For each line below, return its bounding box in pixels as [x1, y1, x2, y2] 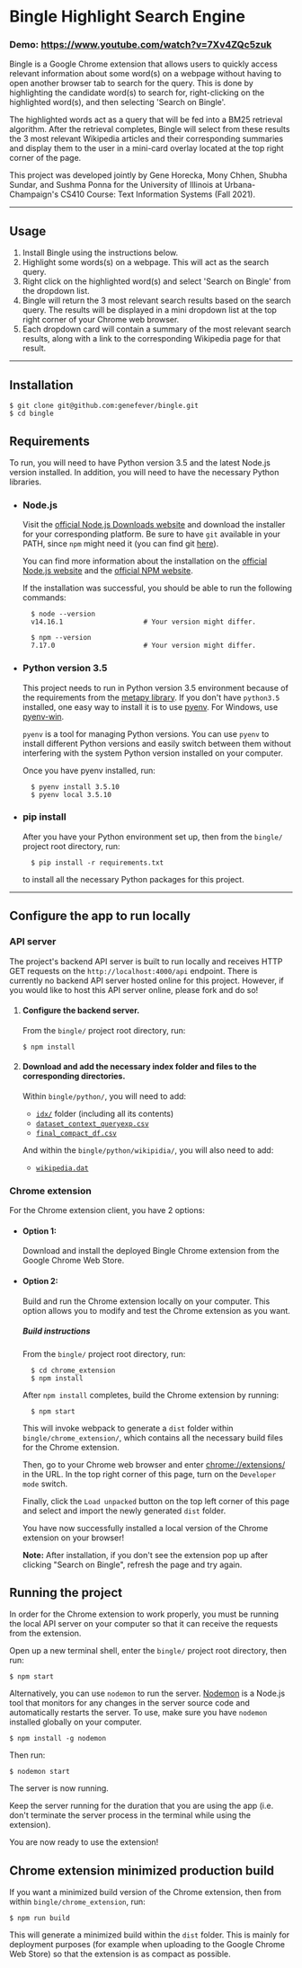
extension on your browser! [22, 1532, 124, 1543]
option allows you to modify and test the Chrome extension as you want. [22, 1305, 290, 1316]
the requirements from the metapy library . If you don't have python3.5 [22, 692, 280, 703]
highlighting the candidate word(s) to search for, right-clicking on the [9, 87, 265, 98]
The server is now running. [9, 1783, 110, 1794]
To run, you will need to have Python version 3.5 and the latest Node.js [9, 457, 271, 468]
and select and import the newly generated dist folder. [22, 1505, 226, 1516]
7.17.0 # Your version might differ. [31, 641, 257, 651]
